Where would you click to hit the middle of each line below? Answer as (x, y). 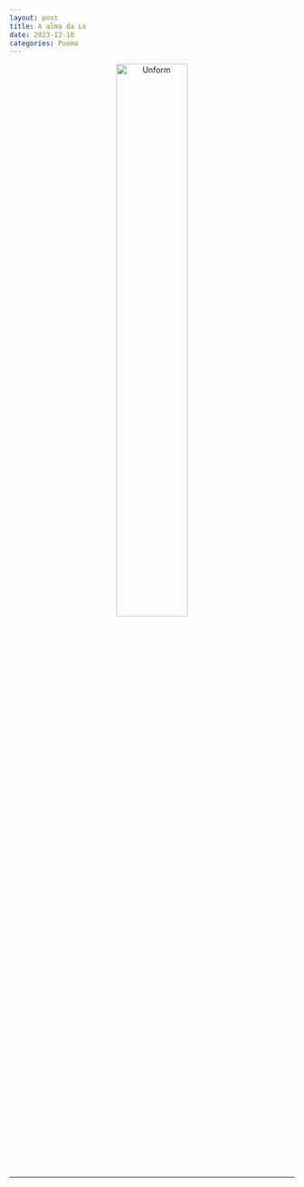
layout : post (34, 18)
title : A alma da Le (48, 26)
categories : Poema (44, 43)
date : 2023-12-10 (42, 34)
